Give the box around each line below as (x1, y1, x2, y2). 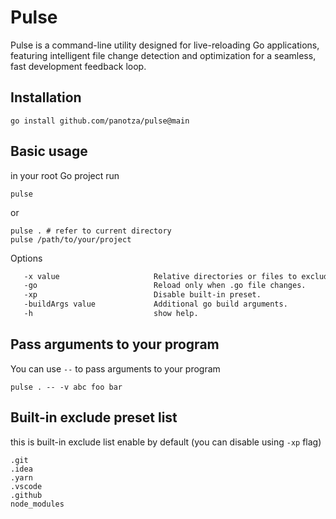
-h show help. (23, 309, 199, 319)
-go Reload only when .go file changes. (23, 281, 307, 291)
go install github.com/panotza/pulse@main (10, 116, 190, 126)
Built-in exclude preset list (10, 409, 178, 426)
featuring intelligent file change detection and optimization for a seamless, (10, 49, 317, 61)
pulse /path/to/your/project (10, 234, 132, 245)
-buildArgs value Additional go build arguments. (23, 299, 288, 310)
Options (10, 252, 43, 264)
